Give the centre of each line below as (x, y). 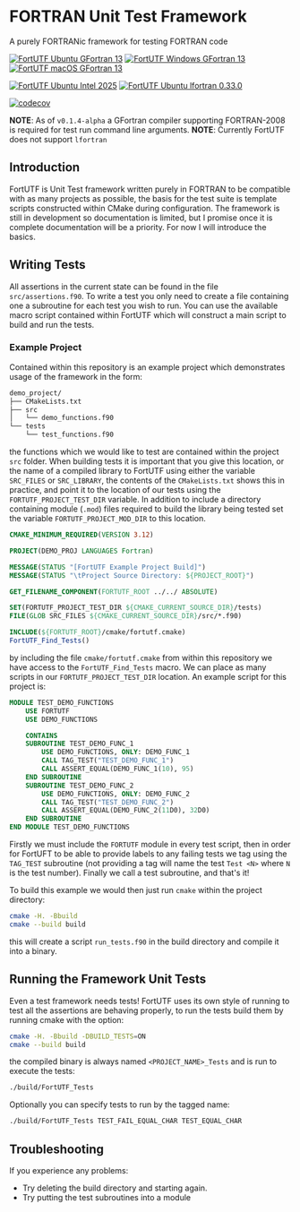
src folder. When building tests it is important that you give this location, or (147, 461)
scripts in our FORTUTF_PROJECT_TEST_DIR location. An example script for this (148, 676)
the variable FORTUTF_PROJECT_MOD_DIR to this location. (107, 519)
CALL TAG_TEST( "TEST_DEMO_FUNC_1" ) (108, 761)
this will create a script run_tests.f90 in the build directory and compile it (144, 941)
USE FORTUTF (47, 711)
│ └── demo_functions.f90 (62, 418)
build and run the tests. (52, 324)
